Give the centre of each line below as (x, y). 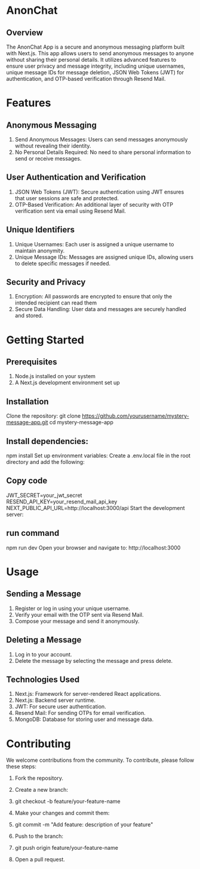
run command (33, 533)
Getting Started (45, 340)
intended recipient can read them (56, 303)
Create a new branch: (41, 790)
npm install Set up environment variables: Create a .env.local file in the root (99, 455)
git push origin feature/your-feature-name (66, 848)
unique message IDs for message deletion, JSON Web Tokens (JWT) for (95, 72)
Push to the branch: (39, 836)
